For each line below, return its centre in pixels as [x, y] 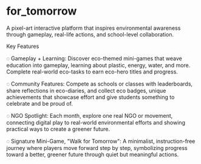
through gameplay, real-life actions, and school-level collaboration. [90, 34]
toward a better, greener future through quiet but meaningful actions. [93, 154]
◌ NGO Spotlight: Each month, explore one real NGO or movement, [90, 115]
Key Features [23, 46]
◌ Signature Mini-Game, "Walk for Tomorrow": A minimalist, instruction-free [101, 141]
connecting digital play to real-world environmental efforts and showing [96, 122]
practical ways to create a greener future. [58, 129]
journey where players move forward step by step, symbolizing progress [97, 148]
